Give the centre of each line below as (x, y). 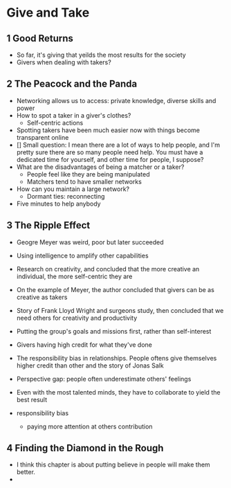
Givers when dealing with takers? (64, 62)
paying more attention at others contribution (90, 426)
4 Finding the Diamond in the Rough (85, 448)
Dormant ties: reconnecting (66, 196)
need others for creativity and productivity (77, 318)
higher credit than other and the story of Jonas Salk (90, 365)
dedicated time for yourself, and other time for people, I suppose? (110, 159)
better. (26, 472)
